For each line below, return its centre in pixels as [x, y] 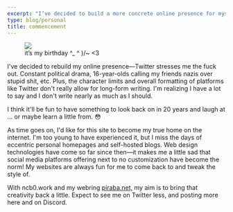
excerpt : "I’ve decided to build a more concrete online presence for [111, 14]
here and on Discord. [37, 202]
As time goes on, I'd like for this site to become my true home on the [105, 130]
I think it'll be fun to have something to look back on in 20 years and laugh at [116, 109]
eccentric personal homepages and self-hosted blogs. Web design [103, 145]
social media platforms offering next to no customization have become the [113, 159]
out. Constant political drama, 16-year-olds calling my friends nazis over [110, 74]
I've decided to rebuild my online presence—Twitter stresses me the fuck [112, 67]
